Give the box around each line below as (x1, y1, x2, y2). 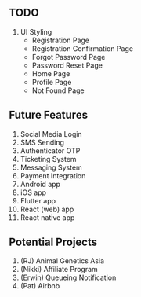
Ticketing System (20, 154, 77, 163)
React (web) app (20, 204, 74, 214)
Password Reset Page (31, 60, 103, 70)
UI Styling (20, 27, 52, 36)
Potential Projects (9, 236, 97, 249)
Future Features (9, 108, 89, 122)
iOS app (20, 188, 46, 197)
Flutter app (20, 196, 56, 205)
